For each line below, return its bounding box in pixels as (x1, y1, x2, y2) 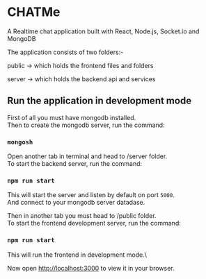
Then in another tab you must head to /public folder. (7, 212, 157, 220)
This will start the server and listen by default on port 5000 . (7, 191, 175, 199)
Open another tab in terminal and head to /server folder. (7, 152, 168, 160)
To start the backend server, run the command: (7, 160, 143, 168)
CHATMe (7, 4, 61, 20)
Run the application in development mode (7, 95, 192, 107)
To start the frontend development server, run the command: (7, 219, 181, 228)
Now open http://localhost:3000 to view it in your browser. (7, 264, 175, 272)
